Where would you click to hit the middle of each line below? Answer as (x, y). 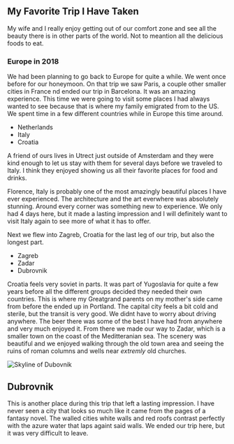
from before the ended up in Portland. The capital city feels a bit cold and (113, 306)
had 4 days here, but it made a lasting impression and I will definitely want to (117, 214)
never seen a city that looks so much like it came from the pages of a (107, 410)
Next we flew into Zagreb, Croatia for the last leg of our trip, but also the (111, 235)
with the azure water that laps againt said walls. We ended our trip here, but (116, 425)
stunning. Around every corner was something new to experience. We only (115, 206)
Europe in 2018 (33, 61)
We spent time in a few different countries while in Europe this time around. (115, 114)
